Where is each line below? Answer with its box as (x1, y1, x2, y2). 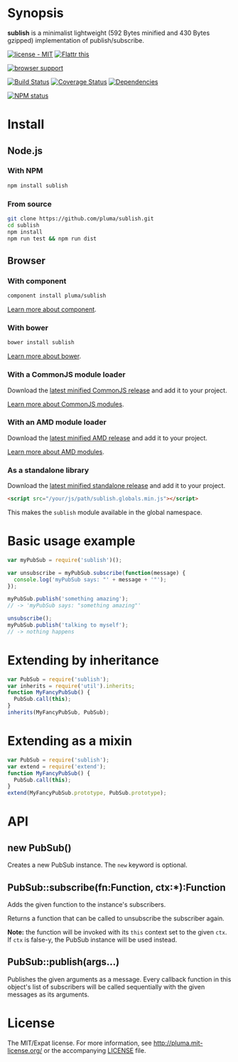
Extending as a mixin (7, 733, 133, 749)
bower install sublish (7, 339, 75, 346)
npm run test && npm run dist (7, 235, 97, 242)
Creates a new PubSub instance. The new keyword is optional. (7, 860, 188, 870)
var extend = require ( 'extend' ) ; (7, 763, 107, 770)
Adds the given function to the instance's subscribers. (7, 900, 166, 909)
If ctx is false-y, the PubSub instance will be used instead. (7, 935, 178, 944)
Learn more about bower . (7, 352, 82, 360)
